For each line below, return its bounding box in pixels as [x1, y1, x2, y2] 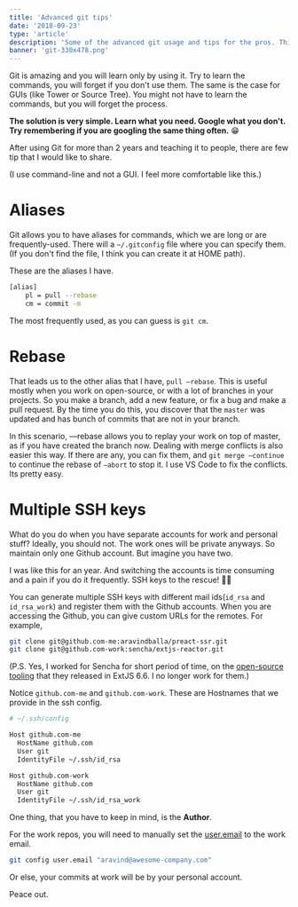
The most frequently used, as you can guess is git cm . [9, 315, 208, 326]
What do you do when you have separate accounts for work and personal [9, 529, 278, 540]
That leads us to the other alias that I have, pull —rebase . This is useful [9, 375, 268, 386]
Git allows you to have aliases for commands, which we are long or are [9, 230, 268, 241]
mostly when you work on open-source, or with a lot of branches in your [9, 385, 274, 396]
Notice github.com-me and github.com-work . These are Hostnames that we [9, 688, 279, 698]
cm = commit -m [25, 299, 82, 308]
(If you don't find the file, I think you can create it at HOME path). [9, 248, 246, 259]
